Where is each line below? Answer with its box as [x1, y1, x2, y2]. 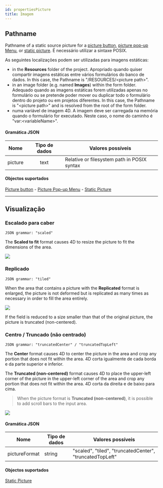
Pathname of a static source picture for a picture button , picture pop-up [5, 42, 148, 49]
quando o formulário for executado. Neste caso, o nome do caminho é [12, 113, 153, 119]
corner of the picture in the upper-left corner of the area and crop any [5, 376, 145, 382]
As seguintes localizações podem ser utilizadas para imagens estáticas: [5, 57, 149, 63]
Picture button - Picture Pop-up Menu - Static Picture [5, 186, 112, 192]
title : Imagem [5, 12, 34, 17]
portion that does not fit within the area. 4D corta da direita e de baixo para [5, 381, 155, 386]
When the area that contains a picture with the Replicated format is [5, 285, 140, 291]
